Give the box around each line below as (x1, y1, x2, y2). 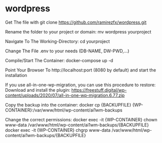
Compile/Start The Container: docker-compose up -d (5, 57, 114, 63)
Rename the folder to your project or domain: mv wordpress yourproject (5, 29, 152, 35)
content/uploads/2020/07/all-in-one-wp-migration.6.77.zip (5, 92, 125, 98)
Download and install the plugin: (5, 87, 71, 93)
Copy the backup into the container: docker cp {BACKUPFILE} (5, 102, 132, 107)
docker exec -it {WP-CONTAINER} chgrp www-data (5, 127, 111, 133)
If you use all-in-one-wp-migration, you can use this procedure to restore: (5, 82, 156, 88)
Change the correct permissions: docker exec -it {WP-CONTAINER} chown (5, 116, 158, 122)
